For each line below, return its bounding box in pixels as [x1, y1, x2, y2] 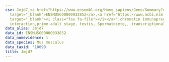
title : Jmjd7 [5, 49, 33, 54]
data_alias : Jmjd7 [5, 26, 44, 31]
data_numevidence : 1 [5, 35, 49, 40]
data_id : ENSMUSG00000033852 [5, 30, 66, 35]
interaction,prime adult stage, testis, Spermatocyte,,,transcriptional [10, 21, 165, 26]
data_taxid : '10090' [5, 44, 49, 49]
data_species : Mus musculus [5, 40, 64, 45]
